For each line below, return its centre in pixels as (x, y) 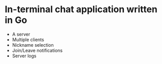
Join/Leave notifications (37, 50)
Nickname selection (33, 45)
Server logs (24, 56)
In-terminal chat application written (81, 9)
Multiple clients (28, 40)
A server (21, 34)
